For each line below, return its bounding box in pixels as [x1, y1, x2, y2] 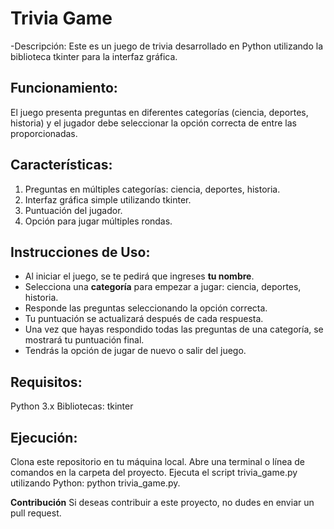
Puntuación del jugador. [24, 204, 123, 216]
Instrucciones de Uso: [10, 243, 151, 261]
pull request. [10, 507, 62, 519]
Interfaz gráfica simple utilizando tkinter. [24, 193, 192, 206]
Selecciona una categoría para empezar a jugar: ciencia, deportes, [24, 281, 302, 293]
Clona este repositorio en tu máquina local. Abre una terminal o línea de [10, 456, 305, 467]
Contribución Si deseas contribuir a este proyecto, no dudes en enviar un [10, 497, 315, 508]
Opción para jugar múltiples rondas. [24, 215, 173, 227]
